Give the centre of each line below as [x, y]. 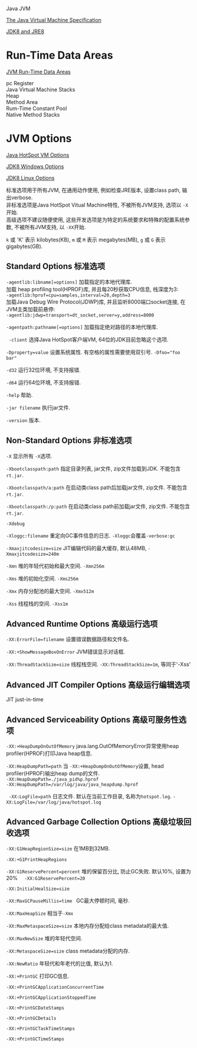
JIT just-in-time [25, 699]
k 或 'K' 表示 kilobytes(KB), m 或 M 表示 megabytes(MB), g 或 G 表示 [86, 240]
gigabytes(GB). [24, 246]
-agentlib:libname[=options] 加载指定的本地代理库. [69, 282]
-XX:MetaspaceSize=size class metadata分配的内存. [68, 951]
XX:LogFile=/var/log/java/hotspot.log [54, 802]
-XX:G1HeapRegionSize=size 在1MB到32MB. [58, 848]
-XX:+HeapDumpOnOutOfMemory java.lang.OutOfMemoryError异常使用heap [93, 746]
